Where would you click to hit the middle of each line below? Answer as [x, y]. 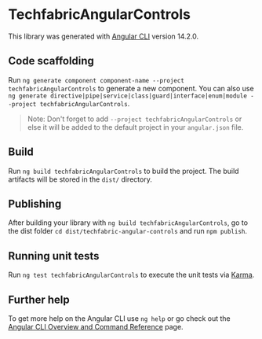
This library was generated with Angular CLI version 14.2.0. [104, 36]
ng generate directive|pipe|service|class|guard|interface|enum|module [127, 96]
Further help [39, 299]
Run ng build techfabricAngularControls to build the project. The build [124, 171]
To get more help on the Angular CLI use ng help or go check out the [119, 319]
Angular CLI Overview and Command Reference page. [96, 327]
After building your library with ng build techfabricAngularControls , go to [128, 223]
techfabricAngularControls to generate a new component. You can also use [131, 88]
